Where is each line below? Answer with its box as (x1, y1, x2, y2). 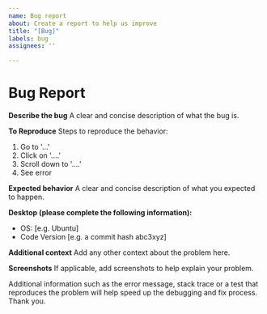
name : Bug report (8, 11, 67, 20)
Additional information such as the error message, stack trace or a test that (8, 279, 259, 289)
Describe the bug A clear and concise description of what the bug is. (8, 111, 239, 121)
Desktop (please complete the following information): (8, 208, 193, 218)
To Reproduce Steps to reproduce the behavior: (8, 126, 168, 136)
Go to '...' (19, 142, 50, 152)
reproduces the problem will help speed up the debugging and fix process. (8, 288, 257, 298)
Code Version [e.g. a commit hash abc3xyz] (19, 232, 167, 242)
